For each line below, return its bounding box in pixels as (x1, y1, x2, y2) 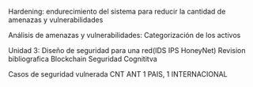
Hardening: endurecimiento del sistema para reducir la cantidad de (8, 7, 226, 16)
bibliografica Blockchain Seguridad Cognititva (8, 55, 158, 63)
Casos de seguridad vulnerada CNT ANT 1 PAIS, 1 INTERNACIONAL (8, 70, 228, 78)
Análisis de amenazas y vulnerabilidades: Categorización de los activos (8, 31, 241, 40)
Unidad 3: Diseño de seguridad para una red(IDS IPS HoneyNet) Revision (8, 46, 247, 55)
